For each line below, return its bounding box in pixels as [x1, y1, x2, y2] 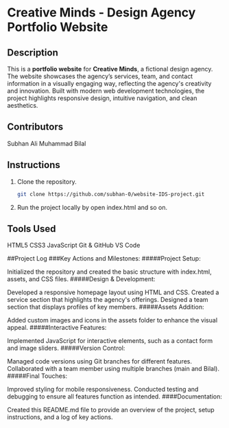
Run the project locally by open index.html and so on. [16, 203, 168, 211]
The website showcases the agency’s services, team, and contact [7, 72, 193, 80]
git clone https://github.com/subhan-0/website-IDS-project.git [16, 191, 205, 198]
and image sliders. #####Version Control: [7, 344, 125, 353]
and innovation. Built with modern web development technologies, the [7, 87, 205, 95]
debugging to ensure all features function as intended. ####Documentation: [7, 392, 223, 401]
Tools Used [7, 223, 56, 235]
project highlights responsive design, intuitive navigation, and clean [7, 94, 197, 102]
